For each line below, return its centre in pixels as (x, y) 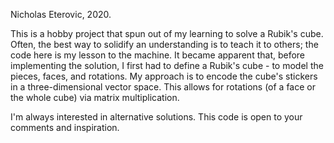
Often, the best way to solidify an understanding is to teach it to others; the (164, 44)
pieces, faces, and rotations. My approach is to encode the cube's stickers (164, 76)
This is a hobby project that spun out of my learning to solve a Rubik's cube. (167, 33)
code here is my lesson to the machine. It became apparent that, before (158, 55)
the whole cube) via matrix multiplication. (95, 97)
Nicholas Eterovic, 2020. (61, 14)
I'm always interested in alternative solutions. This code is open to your (156, 117)
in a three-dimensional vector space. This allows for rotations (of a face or (163, 87)
